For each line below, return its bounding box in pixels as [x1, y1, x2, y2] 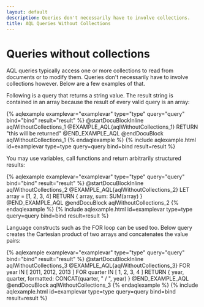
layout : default [6, 9, 48, 15]
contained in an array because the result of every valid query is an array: [6, 99, 190, 106]
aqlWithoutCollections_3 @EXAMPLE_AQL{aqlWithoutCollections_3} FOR [6, 262, 191, 270]
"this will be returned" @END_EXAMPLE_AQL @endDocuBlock [6, 130, 164, 137]
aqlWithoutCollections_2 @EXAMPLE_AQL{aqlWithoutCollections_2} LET [6, 186, 190, 194]
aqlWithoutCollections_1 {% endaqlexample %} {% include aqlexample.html [6, 136, 196, 144]
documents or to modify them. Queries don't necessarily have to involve [6, 74, 189, 81]
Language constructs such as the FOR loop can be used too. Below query [6, 224, 193, 232]
